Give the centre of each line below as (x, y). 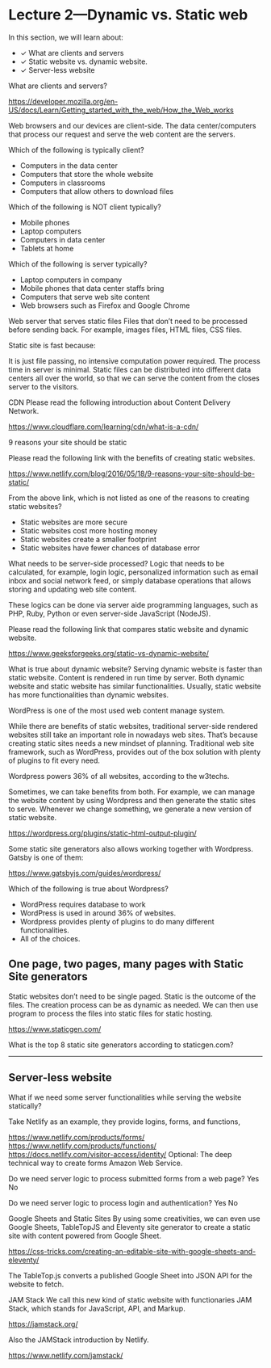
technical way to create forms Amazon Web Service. (96, 1163)
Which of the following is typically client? (76, 149)
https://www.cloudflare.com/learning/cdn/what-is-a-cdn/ (104, 427)
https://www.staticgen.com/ (55, 1029)
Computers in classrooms (63, 183)
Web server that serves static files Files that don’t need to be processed (128, 321)
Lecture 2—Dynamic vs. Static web (128, 15)
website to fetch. (36, 1284)
